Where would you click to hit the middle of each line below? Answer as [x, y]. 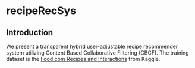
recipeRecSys [41, 11]
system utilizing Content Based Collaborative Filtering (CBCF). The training [97, 53]
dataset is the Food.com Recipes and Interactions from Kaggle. [83, 59]
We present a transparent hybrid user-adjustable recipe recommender [92, 46]
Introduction [30, 33]
